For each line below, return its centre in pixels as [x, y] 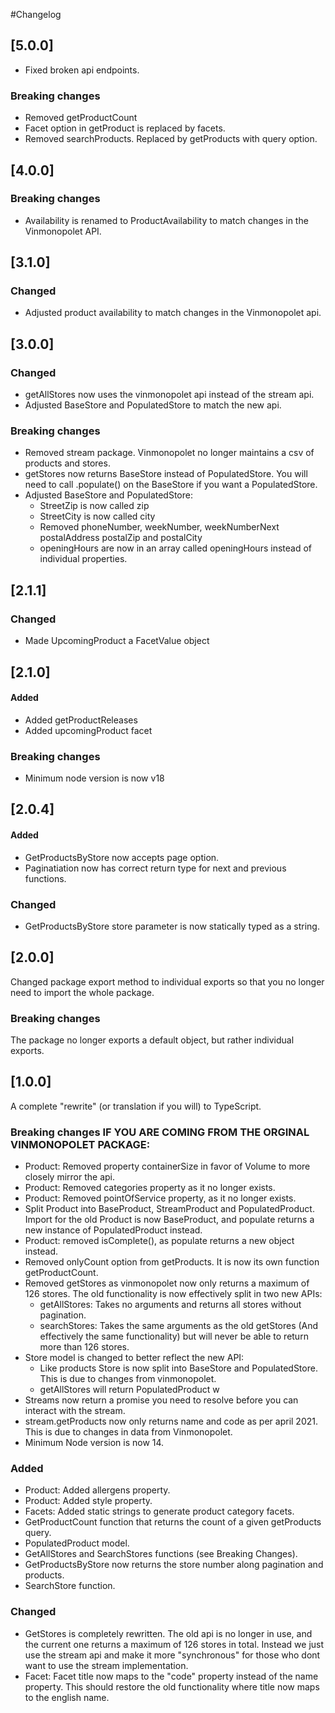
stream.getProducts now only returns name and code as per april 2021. [171, 1421]
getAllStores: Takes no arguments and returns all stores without [170, 1305]
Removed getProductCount [81, 118]
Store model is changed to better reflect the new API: [134, 1358]
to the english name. [67, 1697]
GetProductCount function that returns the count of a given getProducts [173, 1522]
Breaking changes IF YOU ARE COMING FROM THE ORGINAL [160, 1132]
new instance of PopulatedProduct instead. [113, 1230]
